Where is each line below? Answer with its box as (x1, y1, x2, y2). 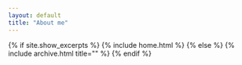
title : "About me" (8, 19, 68, 27)
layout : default (8, 11, 61, 20)
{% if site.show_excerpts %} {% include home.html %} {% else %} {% (8, 40, 236, 49)
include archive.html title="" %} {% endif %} (8, 49, 152, 58)
